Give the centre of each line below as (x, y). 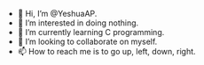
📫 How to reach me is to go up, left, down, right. (107, 51)
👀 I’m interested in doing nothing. (78, 23)
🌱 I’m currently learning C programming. (91, 32)
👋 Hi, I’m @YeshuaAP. (57, 14)
